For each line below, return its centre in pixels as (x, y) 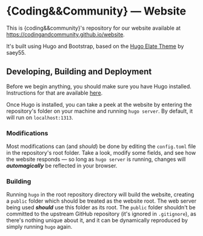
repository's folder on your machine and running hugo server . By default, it (99, 111)
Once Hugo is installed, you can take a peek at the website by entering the (99, 104)
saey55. (16, 52)
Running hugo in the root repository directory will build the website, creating (100, 195)
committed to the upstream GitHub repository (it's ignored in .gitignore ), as (101, 214)
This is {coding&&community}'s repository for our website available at (93, 28)
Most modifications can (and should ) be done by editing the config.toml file (101, 146)
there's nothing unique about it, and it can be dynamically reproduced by (97, 220)
